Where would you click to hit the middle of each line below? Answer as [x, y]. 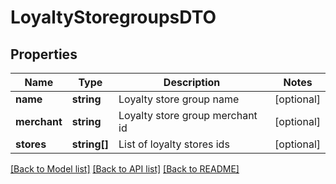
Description [192, 82]
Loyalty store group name [179, 99]
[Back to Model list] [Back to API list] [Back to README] [125, 169]
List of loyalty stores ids [174, 144]
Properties [44, 54]
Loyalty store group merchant [188, 115]
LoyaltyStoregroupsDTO [113, 17]
